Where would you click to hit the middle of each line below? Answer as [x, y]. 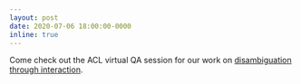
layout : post [34, 18]
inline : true [34, 34]
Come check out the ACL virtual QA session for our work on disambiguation [150, 61]
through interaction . [46, 70]
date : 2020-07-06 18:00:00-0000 [70, 26]
